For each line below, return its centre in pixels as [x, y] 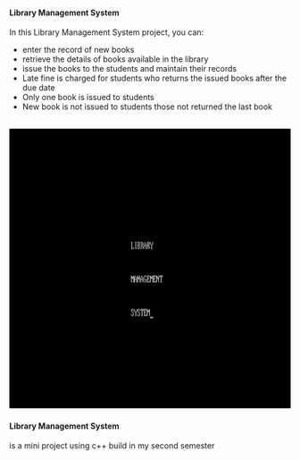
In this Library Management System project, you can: [107, 32]
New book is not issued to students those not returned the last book [147, 106]
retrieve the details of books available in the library [115, 59]
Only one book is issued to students [88, 98]
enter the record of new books [78, 50]
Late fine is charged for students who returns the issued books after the [154, 78]
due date [38, 88]
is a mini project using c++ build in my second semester [112, 446]
